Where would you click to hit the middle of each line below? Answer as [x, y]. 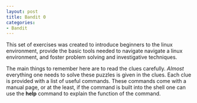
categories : [21, 22]
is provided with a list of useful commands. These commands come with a [96, 81]
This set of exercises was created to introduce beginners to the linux [89, 45]
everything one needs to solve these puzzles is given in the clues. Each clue [99, 75]
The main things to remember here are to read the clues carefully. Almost [95, 69]
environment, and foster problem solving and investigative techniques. [92, 57]
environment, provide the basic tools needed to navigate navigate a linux [94, 51]
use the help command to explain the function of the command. [83, 94]
